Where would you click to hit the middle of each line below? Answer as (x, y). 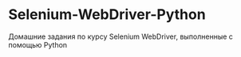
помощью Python (38, 44)
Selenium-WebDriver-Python (107, 15)
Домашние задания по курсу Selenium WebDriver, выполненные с (121, 36)
